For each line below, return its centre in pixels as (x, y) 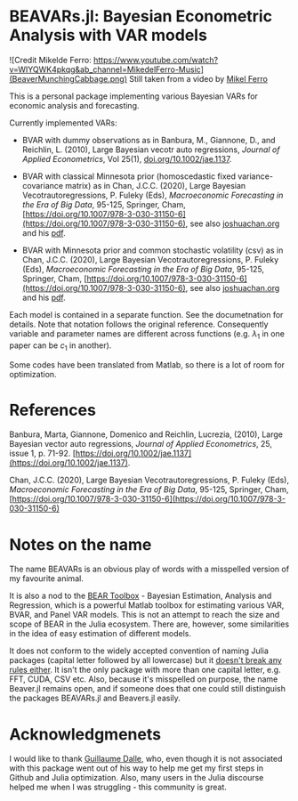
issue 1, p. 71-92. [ (43, 453)
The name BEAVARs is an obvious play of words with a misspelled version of (149, 569)
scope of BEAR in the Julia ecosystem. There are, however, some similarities (149, 624)
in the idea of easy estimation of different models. (100, 634)
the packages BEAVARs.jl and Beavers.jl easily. (95, 698)
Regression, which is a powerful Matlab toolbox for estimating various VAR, (147, 605)
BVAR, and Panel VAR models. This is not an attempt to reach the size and (145, 615)
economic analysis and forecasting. (74, 105)
